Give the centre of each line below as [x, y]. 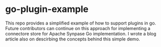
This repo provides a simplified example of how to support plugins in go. [81, 23]
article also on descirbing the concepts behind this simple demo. [73, 39]
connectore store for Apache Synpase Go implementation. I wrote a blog [81, 33]
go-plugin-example [47, 9]
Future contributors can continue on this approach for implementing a [78, 28]
